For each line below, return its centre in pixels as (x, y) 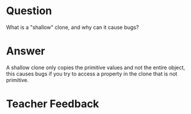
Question (29, 11)
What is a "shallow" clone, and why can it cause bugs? (73, 27)
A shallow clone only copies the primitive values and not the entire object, (96, 67)
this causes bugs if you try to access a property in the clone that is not (92, 74)
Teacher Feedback (52, 104)
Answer (26, 51)
